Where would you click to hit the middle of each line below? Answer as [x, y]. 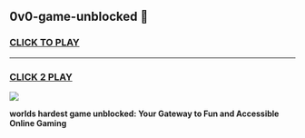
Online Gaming [38, 123]
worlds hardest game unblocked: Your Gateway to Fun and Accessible [144, 113]
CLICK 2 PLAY [41, 76]
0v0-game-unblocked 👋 [79, 17]
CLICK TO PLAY [44, 43]
